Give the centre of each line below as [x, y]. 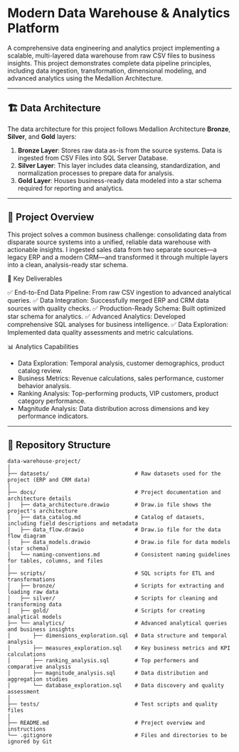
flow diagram [27, 536]
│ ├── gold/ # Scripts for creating [106, 611]
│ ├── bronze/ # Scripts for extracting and [116, 586]
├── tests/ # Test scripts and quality [113, 704]
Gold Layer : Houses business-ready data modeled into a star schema [119, 180]
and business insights [41, 630]
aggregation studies [38, 679]
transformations [31, 580]
